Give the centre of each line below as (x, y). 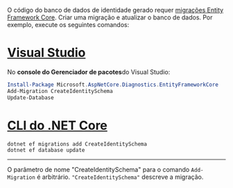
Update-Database (31, 97)
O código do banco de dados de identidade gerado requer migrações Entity (115, 10)
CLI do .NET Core (57, 125)
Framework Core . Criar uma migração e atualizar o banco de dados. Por (110, 17)
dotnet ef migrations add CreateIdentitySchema (77, 144)
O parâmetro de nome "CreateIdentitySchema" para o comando (98, 169)
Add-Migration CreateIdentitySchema (60, 91)
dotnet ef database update (46, 150)
